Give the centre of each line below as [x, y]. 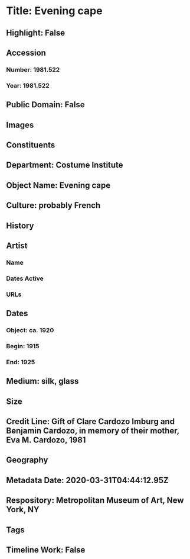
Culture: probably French [53, 205]
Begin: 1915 [23, 346]
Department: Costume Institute [65, 165]
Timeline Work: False [46, 550]
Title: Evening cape [54, 11]
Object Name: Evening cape [58, 185]
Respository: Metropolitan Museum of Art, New [95, 501]
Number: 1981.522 [33, 69]
